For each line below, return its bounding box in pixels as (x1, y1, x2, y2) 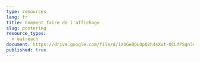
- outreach (11, 36, 39, 42)
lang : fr (6, 14, 28, 20)
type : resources (6, 8, 46, 15)
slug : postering (6, 25, 46, 31)
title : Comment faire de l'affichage (6, 19, 100, 25)
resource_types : (6, 31, 46, 37)
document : (6, 42, 31, 48)
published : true (6, 47, 46, 53)
